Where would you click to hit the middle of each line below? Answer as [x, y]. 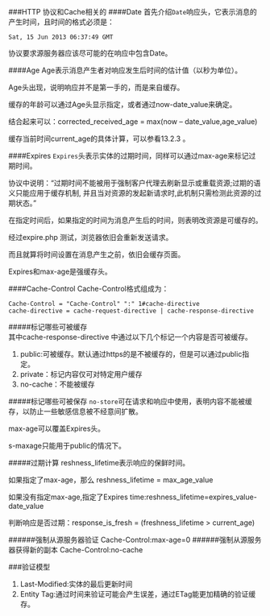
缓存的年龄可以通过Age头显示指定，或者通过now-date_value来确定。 [123, 104]
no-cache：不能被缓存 [57, 384]
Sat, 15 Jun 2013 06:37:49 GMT [61, 37]
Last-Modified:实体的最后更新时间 [76, 584]
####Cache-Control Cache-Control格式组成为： [89, 289]
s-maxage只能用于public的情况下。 [67, 446]
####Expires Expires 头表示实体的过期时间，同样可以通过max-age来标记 [129, 156]
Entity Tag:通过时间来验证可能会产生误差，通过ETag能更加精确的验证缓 [138, 594]
